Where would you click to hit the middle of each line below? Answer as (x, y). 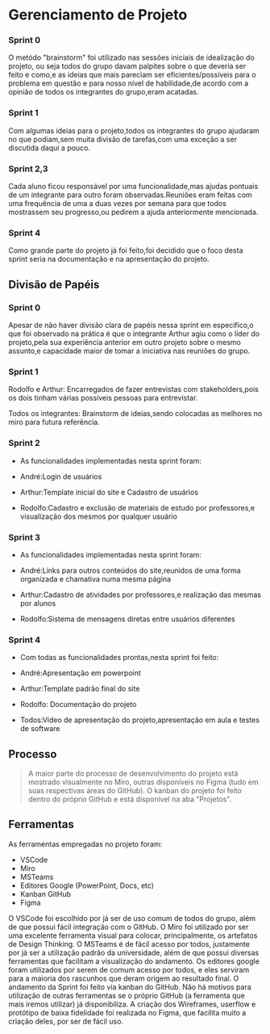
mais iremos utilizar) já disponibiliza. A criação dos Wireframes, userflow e (132, 1004)
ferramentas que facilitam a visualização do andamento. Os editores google (134, 961)
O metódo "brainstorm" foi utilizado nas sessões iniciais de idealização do (132, 57)
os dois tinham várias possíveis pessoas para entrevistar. (103, 398)
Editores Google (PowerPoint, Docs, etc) (87, 885)
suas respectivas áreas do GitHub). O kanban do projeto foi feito (135, 791)
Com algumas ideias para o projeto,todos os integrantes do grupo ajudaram (134, 130)
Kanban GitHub (45, 893)
